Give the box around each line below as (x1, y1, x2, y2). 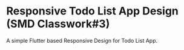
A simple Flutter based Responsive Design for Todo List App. (6, 37, 158, 44)
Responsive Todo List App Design (6, 4, 179, 18)
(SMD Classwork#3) (6, 17, 110, 31)
